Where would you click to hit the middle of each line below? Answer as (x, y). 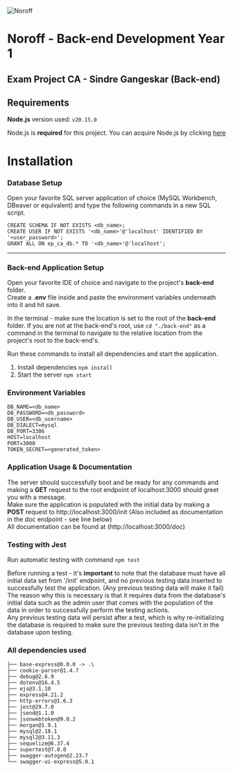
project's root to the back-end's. (53, 340)
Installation (40, 161)
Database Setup (35, 183)
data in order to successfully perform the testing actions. (88, 610)
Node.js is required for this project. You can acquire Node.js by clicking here (117, 133)
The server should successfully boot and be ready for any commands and (113, 482)
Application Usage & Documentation (70, 467)
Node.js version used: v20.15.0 (52, 120)
